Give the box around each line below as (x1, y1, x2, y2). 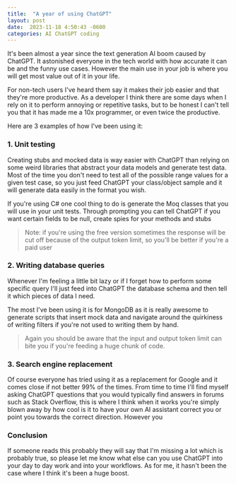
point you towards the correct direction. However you (7, 413, 163, 421)
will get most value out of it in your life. (7, 72, 120, 81)
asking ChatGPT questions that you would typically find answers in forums (7, 390, 225, 399)
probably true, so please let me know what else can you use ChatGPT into (7, 454, 223, 463)
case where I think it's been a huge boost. (7, 469, 129, 478)
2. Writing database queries (7, 261, 105, 271)
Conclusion (7, 430, 48, 440)
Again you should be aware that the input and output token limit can (24, 334, 223, 343)
